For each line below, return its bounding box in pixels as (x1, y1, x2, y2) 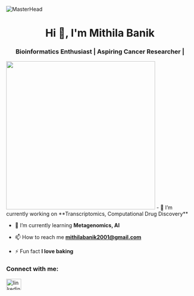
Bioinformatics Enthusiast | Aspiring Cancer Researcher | (15, 47, 184, 56)
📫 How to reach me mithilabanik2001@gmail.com (14, 234, 142, 241)
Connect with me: (6, 265, 59, 273)
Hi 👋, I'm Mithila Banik (45, 27, 155, 40)
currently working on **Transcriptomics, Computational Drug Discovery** (6, 211, 189, 218)
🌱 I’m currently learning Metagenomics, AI (14, 222, 120, 229)
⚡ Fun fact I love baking (14, 248, 74, 255)
